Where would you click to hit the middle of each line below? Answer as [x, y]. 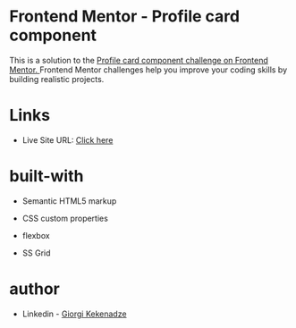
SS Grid [36, 253]
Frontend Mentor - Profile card [124, 17]
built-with [47, 177]
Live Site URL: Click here [68, 139]
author [35, 289]
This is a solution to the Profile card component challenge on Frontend [139, 60]
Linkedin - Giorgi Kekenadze [74, 314]
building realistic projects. [57, 79]
